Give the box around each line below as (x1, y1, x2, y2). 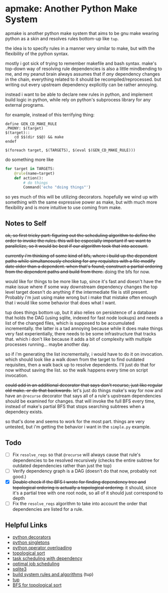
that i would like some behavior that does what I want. (5, 300, 116, 306)
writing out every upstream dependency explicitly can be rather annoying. (5, 81, 158, 88)
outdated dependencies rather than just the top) (12, 463, 112, 469)
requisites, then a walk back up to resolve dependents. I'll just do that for (5, 362, 155, 368)
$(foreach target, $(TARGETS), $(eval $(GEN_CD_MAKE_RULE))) (5, 147, 136, 153)
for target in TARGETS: (5, 166, 55, 171)
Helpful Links (5, 521, 48, 529)
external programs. (5, 102, 45, 108)
